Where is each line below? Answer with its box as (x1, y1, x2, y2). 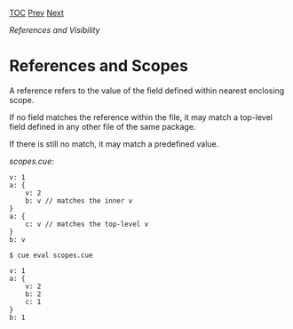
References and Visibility (9, 25, 100, 35)
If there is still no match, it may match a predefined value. (9, 138, 219, 149)
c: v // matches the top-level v (25, 220, 149, 229)
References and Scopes (9, 56, 189, 76)
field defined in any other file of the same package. (9, 121, 196, 132)
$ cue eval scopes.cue (9, 251, 93, 260)
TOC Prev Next (9, 8, 65, 18)
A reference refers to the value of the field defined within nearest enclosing (9, 84, 285, 96)
